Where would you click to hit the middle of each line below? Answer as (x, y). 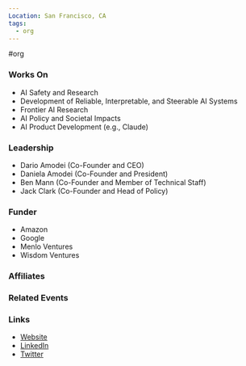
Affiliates (27, 276)
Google (32, 238)
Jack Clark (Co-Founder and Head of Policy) (94, 191)
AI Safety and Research (59, 92)
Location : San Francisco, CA (57, 16)
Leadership (31, 148)
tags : (17, 23)
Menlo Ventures (46, 246)
